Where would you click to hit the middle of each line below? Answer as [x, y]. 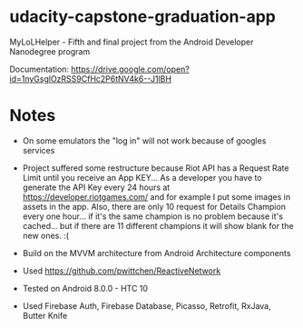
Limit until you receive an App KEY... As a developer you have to [142, 177]
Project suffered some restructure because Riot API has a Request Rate [156, 168]
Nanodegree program [50, 51]
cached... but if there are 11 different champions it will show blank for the [158, 225]
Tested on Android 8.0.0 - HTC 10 [85, 288]
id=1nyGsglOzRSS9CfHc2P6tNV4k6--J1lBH [91, 78]
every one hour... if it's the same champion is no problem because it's [153, 216]
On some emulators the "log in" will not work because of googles [144, 140]
